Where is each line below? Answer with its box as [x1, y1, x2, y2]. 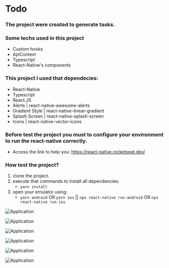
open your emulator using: [12, 189, 68, 195]
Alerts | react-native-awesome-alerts [12, 102, 90, 109]
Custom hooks [12, 46, 43, 52]
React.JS [12, 97, 32, 103]
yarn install [20, 185, 48, 190]
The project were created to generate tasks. [5, 21, 115, 28]
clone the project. [12, 173, 49, 179]
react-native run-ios [20, 200, 66, 205]
